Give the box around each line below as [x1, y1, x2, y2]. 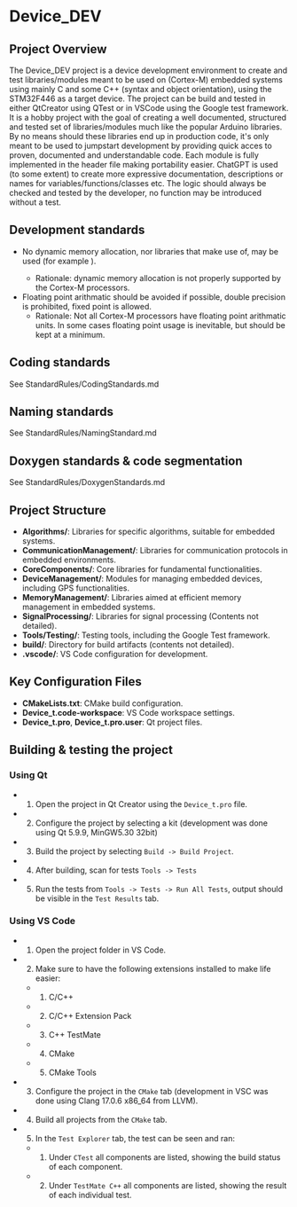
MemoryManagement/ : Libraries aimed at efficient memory [21, 592, 242, 603]
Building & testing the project [9, 742, 173, 757]
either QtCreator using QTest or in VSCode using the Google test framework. [9, 103, 289, 113]
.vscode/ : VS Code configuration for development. [21, 649, 208, 660]
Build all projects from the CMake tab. [35, 1114, 168, 1125]
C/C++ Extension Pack [48, 1010, 132, 1021]
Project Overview [9, 42, 107, 57]
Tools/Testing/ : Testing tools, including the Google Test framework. [21, 630, 270, 640]
